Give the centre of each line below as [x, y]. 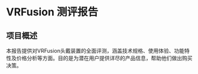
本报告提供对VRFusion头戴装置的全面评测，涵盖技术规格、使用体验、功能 [95, 51]
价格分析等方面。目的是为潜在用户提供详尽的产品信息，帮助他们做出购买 [104, 58]
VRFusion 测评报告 [52, 12]
